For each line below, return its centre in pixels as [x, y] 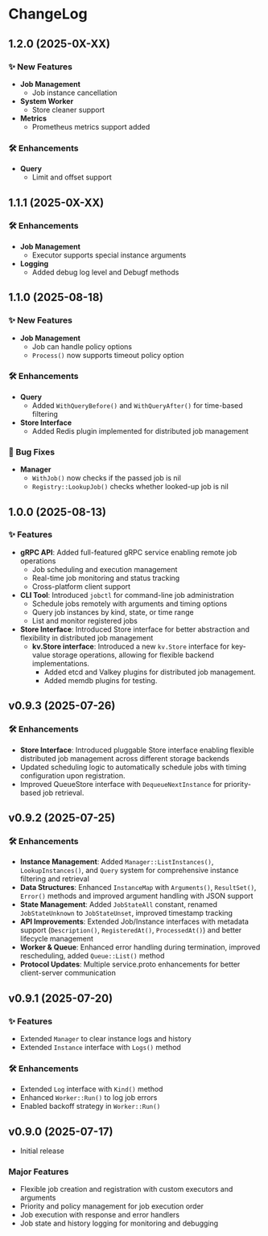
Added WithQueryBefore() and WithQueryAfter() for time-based [137, 405]
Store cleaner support [68, 109]
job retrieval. [64, 793]
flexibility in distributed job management [87, 637]
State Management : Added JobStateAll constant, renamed [118, 904]
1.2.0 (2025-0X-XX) [60, 44]
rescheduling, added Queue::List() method [92, 956]
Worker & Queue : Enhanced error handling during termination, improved [140, 947]
